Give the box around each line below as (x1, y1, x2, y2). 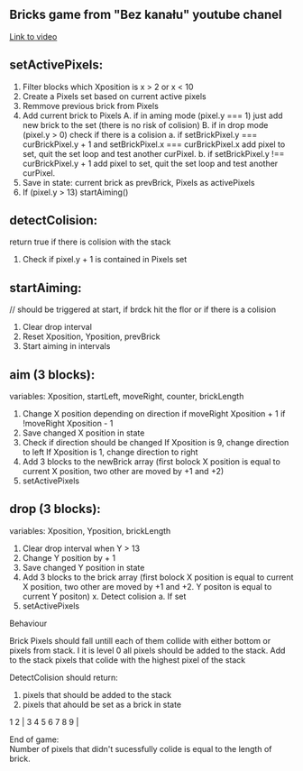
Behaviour (9, 618, 48, 629)
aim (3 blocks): (9, 367, 96, 382)
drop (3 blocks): (9, 501, 101, 517)
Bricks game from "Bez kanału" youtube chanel (9, 7, 282, 23)
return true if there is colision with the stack (9, 236, 171, 247)
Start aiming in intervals (22, 341, 111, 352)
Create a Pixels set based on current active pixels (22, 90, 207, 102)
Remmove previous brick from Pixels (22, 100, 160, 111)
